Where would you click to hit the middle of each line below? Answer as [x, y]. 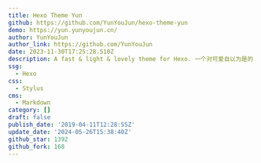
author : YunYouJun [38, 37]
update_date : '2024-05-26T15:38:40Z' [70, 132]
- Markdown [33, 103]
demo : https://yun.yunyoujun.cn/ [63, 30]
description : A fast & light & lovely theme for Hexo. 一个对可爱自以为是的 [131, 60]
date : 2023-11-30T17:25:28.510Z [61, 52]
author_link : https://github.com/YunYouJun [81, 45]
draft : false [29, 118]
